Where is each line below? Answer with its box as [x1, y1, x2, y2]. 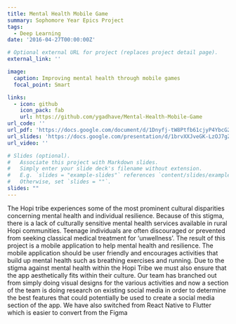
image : [7, 68, 27, 75]
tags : [7, 23, 23, 30]
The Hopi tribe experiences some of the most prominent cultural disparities [7, 204, 225, 212]
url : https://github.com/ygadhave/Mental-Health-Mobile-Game [20, 114, 202, 121]
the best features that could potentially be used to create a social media [7, 293, 215, 302]
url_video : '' [7, 140, 49, 147]
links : [7, 94, 27, 101]
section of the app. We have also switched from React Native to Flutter [7, 301, 212, 309]
